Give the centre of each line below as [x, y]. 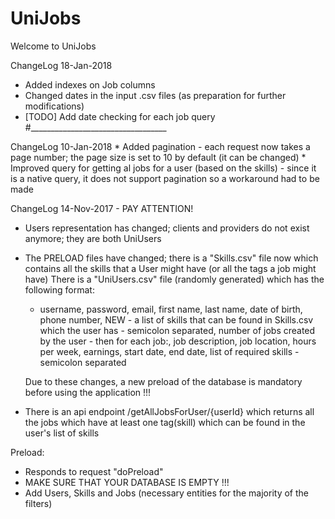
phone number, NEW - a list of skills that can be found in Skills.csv [176, 319]
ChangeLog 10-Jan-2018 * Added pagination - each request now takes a [160, 146]
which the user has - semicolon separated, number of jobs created [177, 330]
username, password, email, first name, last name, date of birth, [171, 309]
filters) [38, 503]
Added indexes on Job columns [90, 84]
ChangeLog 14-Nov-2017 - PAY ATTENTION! [102, 208]
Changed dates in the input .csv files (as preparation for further [155, 95]
